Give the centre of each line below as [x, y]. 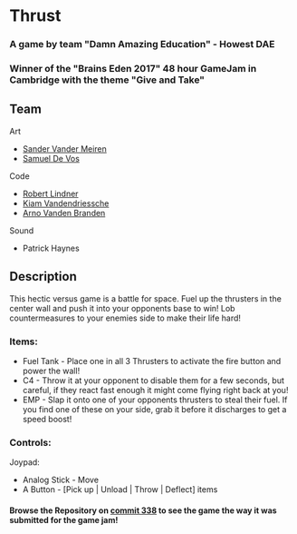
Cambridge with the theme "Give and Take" [107, 80]
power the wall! [51, 371]
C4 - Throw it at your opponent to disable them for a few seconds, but [153, 380]
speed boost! [47, 419]
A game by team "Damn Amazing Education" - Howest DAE [142, 44]
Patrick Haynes [51, 248]
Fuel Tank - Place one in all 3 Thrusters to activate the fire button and [152, 361]
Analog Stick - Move [61, 480]
